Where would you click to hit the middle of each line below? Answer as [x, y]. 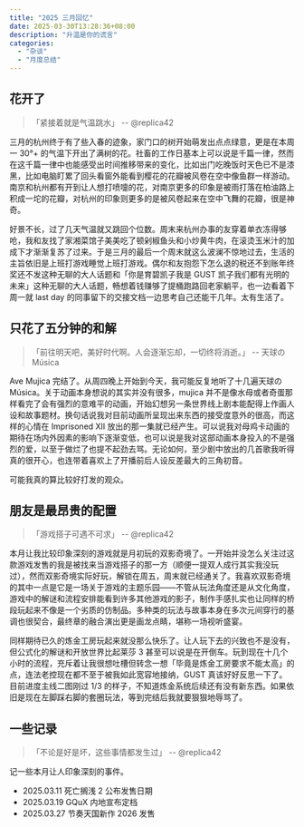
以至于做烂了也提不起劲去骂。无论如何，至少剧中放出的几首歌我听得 [167, 449]
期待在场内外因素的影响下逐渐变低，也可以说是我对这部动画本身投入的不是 [148, 437]
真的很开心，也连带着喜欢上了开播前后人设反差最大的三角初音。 [128, 460]
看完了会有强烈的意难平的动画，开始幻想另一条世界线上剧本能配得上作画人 [156, 404]
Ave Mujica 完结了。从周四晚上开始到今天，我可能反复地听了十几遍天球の [146, 381]
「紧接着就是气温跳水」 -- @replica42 [103, 122]
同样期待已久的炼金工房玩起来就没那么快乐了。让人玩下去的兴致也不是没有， [152, 641]
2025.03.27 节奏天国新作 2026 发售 [89, 813]
